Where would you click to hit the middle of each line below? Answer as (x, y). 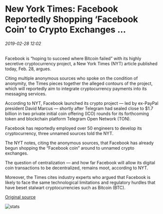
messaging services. (26, 94)
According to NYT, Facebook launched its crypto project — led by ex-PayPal (82, 103)
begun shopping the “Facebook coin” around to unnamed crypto (70, 148)
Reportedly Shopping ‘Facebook (72, 19)
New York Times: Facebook (62, 9)
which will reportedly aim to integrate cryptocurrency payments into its (76, 89)
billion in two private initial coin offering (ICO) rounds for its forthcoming (77, 114)
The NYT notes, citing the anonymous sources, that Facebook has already (80, 143)
